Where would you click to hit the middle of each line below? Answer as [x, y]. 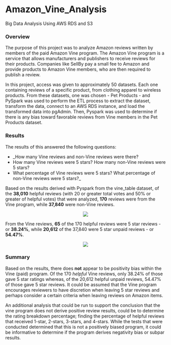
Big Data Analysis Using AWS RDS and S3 [49, 23]
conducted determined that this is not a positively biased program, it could [83, 327]
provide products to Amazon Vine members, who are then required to [78, 69]
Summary [18, 257]
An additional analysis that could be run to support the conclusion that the [83, 305]
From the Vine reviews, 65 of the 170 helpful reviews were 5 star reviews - [83, 224]
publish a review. [23, 75]
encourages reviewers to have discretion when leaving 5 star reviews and [82, 290]
